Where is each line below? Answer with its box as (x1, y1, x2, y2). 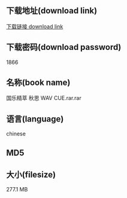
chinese (6, 130, 26, 137)
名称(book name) (6, 78, 71, 88)
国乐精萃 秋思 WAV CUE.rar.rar (6, 94, 82, 102)
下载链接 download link (6, 23, 63, 30)
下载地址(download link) (6, 5, 98, 16)
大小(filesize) (6, 170, 56, 180)
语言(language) (6, 114, 64, 124)
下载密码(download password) (6, 42, 122, 52)
